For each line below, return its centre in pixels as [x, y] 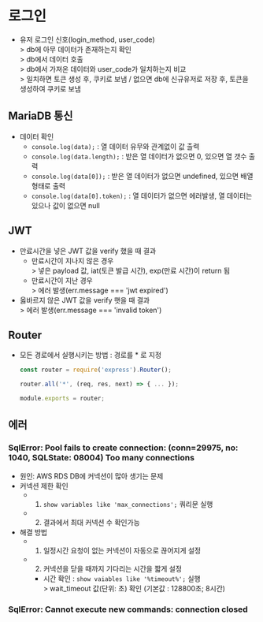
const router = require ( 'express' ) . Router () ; [95, 370]
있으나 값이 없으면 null [65, 205]
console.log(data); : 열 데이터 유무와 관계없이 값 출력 [115, 146]
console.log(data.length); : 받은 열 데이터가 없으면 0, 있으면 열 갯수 [139, 156]
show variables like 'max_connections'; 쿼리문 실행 [128, 504]
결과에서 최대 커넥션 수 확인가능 [91, 522]
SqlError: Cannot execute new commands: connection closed [128, 609]
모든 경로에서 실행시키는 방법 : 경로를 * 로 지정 [91, 355]
